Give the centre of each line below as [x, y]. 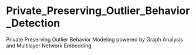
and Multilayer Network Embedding [49, 46]
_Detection [33, 23]
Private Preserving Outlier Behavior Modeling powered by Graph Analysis [94, 39]
